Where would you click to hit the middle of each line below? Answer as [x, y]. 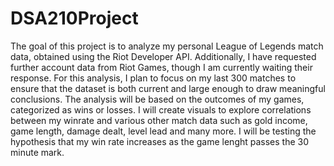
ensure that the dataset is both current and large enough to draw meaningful [168, 88]
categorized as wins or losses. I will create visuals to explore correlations [161, 109]
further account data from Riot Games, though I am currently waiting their [161, 67]
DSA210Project [74, 18]
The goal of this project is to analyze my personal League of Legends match [167, 46]
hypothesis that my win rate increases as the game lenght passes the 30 [160, 141]
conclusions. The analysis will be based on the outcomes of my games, [157, 99]
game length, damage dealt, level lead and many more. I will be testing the [163, 131]
